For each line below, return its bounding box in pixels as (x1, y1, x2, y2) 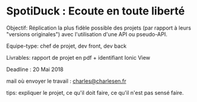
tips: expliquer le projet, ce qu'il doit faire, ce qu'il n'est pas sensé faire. (6, 89, 184, 96)
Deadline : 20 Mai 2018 (6, 65, 63, 73)
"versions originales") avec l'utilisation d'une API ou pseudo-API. (6, 30, 167, 37)
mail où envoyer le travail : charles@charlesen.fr (6, 77, 127, 84)
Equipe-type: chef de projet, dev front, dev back (6, 42, 127, 49)
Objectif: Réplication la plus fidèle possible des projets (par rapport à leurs (6, 24, 192, 31)
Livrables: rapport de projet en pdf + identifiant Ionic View (6, 54, 150, 61)
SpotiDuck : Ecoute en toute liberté (6, 4, 186, 18)
